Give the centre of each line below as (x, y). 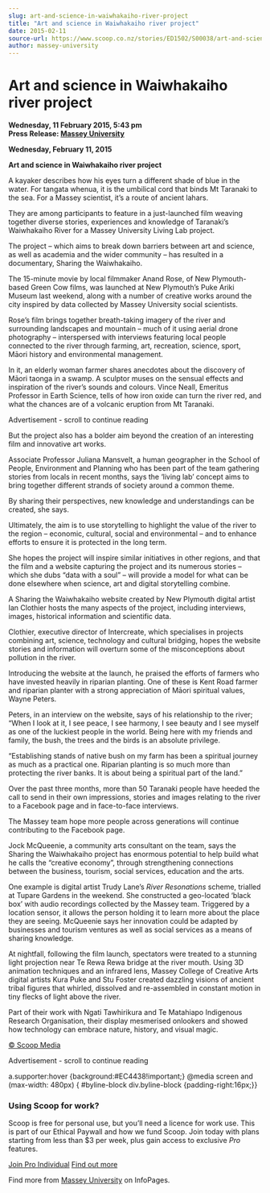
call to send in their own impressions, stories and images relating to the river (135, 797)
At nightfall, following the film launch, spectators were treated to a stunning (133, 954)
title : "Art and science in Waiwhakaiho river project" (104, 23)
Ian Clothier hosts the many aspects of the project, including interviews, (127, 608)
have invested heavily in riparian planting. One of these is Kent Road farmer (133, 682)
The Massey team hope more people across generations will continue (124, 821)
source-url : (28, 38)
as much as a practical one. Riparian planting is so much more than (119, 765)
